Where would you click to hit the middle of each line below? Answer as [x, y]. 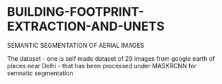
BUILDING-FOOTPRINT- [76, 12]
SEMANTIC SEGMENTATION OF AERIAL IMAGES [76, 45]
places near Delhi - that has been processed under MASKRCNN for [102, 66]
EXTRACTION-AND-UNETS [86, 26]
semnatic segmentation [40, 73]
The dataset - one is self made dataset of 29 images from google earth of [111, 58]
